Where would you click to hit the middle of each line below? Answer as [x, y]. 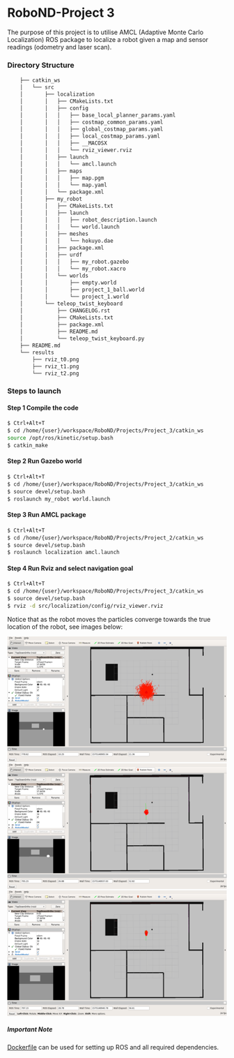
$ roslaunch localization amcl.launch [63, 553]
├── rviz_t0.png [56, 360]
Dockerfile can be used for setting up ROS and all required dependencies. [113, 1047]
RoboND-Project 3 [61, 13]
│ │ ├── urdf [51, 255]
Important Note [30, 1029]
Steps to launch [34, 391]
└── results [37, 353]
